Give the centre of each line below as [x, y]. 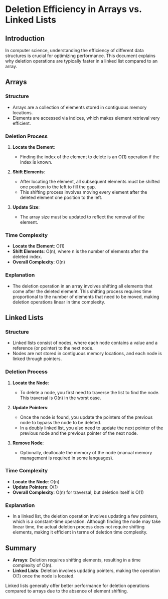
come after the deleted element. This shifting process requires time [82, 291]
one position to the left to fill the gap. [58, 187]
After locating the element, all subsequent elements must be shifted [90, 181]
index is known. [36, 162]
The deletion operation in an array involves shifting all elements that [82, 286]
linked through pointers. [37, 359]
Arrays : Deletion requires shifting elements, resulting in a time [76, 560]
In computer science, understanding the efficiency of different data [74, 50]
